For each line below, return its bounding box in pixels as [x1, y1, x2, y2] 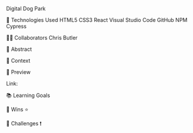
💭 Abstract [6, 46, 33, 53]
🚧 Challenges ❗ [6, 120, 42, 126]
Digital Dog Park [6, 5, 46, 12]
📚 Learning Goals [6, 92, 50, 99]
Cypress [6, 23, 27, 30]
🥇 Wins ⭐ [6, 106, 28, 113]
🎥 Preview [6, 69, 31, 76]
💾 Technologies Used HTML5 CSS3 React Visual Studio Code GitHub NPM [6, 17, 188, 23]
